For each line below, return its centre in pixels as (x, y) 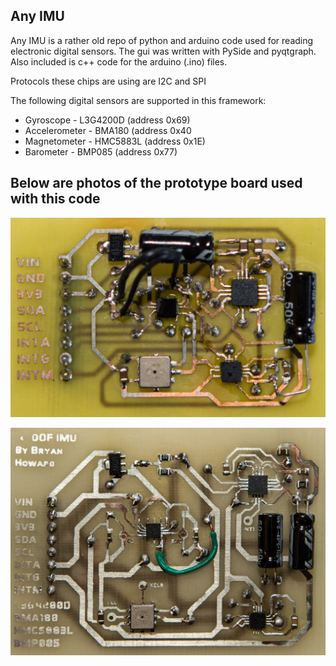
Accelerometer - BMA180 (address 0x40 (108, 130)
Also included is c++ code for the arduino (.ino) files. (119, 61)
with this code (55, 199)
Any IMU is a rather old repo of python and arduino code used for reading (162, 40)
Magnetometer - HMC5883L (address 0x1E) (115, 141)
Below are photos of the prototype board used (156, 183)
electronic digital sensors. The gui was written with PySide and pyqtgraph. (163, 51)
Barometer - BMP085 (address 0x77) (101, 151)
